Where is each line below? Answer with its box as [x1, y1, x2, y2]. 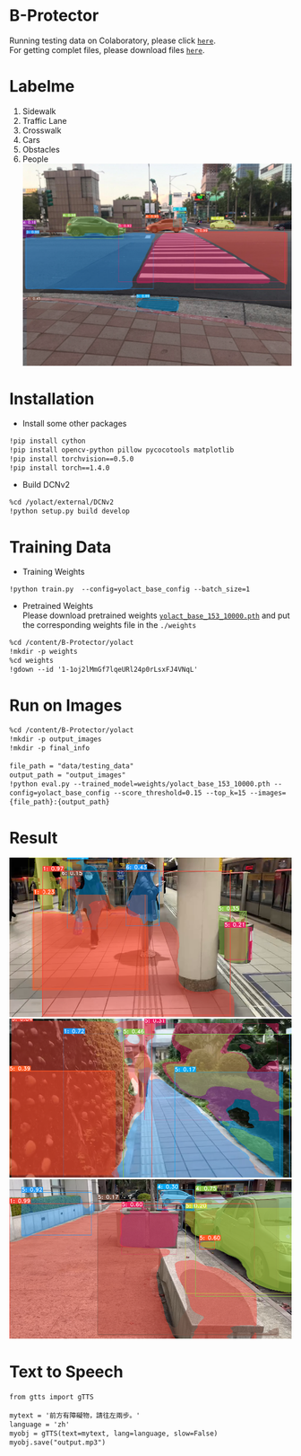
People [21, 154, 49, 164]
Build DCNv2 [21, 480, 70, 490]
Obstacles [21, 144, 60, 154]
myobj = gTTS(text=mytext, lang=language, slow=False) [9, 1429, 219, 1438]
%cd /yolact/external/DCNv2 [9, 498, 115, 507]
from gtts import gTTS [9, 1392, 94, 1401]
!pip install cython [9, 437, 87, 446]
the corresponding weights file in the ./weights [21, 620, 197, 631]
